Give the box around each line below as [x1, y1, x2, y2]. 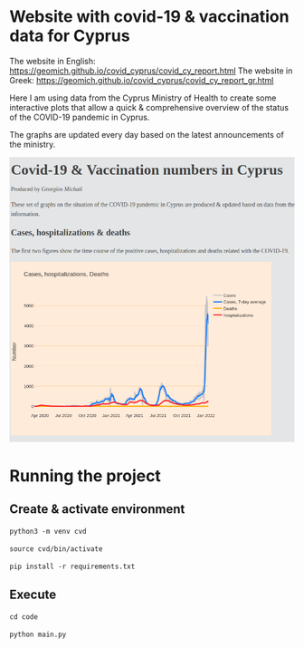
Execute [9, 586, 57, 602]
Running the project [9, 465, 161, 486]
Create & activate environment [9, 501, 185, 517]
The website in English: [9, 55, 97, 66]
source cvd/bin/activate [9, 545, 103, 554]
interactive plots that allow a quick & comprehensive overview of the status [9, 102, 290, 112]
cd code [9, 613, 39, 622]
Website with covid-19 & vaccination [9, 6, 290, 27]
